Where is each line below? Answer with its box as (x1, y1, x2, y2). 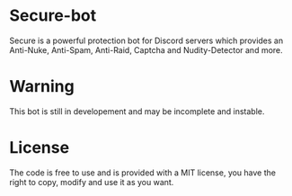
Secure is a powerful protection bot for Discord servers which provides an (9, 35, 284, 46)
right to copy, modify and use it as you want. (9, 176, 174, 187)
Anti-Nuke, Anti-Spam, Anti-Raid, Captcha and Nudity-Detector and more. (9, 44, 283, 55)
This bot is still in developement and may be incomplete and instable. (9, 105, 265, 117)
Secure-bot (9, 5, 97, 26)
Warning (9, 76, 75, 97)
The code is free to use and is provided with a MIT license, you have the (9, 167, 277, 178)
